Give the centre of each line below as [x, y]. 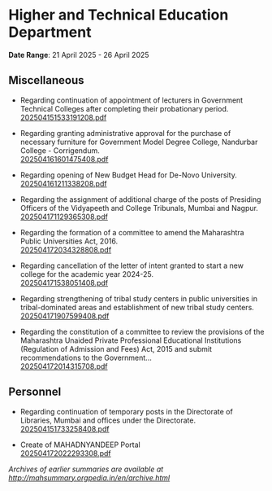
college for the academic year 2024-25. [87, 274]
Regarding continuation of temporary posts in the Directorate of [126, 411]
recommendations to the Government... [86, 357]
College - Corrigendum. [60, 150]
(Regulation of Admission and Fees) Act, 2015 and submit [116, 349]
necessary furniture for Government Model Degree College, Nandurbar [139, 142]
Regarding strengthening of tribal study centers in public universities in [139, 298]
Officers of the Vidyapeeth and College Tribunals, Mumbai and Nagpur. [139, 208]
